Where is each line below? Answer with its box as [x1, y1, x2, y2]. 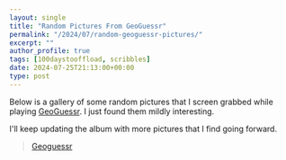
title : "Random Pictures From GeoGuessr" [9, 22, 167, 31]
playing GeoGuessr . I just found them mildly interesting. [9, 105, 215, 117]
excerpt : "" [9, 38, 54, 48]
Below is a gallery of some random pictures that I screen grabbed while [9, 96, 274, 107]
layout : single [9, 13, 67, 22]
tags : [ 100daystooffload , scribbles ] [9, 55, 151, 64]
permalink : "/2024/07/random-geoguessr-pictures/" [9, 30, 203, 39]
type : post [9, 72, 50, 81]
